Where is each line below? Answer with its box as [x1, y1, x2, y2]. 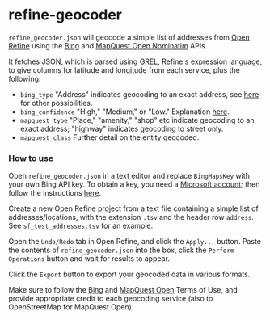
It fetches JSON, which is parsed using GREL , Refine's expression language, [8, 57, 263, 66]
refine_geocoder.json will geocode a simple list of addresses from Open [8, 32, 251, 42]
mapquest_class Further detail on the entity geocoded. [19, 132, 200, 142]
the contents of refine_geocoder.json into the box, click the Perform [8, 245, 234, 255]
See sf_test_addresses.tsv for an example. [8, 221, 154, 231]
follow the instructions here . [8, 188, 102, 198]
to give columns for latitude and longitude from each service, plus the [8, 65, 240, 74]
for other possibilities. [19, 98, 93, 107]
